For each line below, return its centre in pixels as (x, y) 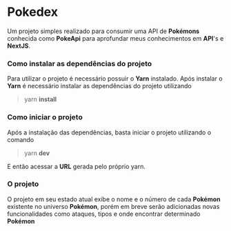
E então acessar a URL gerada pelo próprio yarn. (77, 166)
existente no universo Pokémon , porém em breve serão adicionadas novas (113, 206)
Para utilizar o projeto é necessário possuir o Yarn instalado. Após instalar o (115, 79)
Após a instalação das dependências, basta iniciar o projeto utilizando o (109, 132)
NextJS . (19, 46)
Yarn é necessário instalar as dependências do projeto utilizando (99, 86)
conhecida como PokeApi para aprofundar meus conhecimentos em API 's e (115, 38)
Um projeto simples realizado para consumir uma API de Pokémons (103, 31)
